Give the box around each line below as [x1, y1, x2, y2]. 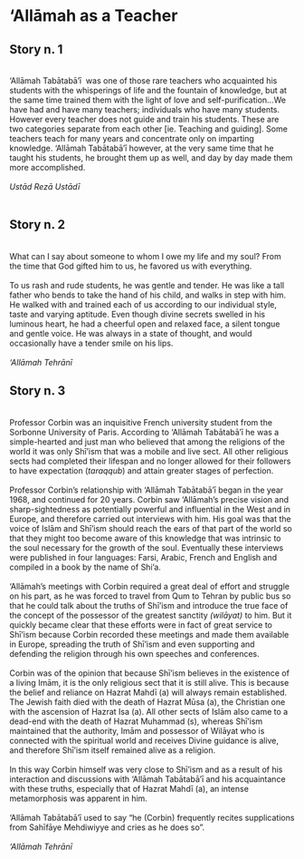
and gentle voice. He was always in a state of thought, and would [9, 327, 252, 338]
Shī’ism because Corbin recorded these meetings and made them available [9, 629, 290, 639]
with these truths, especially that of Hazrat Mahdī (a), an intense [9, 783, 249, 794]
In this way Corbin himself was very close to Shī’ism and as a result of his [9, 764, 283, 775]
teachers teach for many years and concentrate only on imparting [9, 133, 255, 143]
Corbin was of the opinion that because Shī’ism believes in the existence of [9, 668, 290, 678]
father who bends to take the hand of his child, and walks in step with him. [9, 289, 287, 300]
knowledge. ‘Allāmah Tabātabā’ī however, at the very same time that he [9, 142, 274, 153]
